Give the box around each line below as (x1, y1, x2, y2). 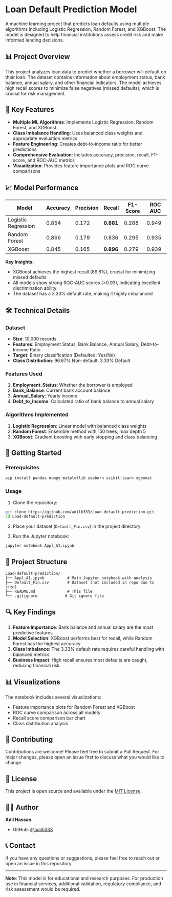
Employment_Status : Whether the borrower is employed (12, 382, 133, 388)
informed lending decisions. (5, 37, 64, 43)
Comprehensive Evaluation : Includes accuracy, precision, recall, (12, 151, 150, 157)
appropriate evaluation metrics (12, 135, 78, 142)
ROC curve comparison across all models (12, 709, 100, 715)
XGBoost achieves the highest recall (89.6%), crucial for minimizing (12, 269, 155, 275)
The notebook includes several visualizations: (5, 694, 101, 700)
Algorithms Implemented (5, 411, 69, 418)
